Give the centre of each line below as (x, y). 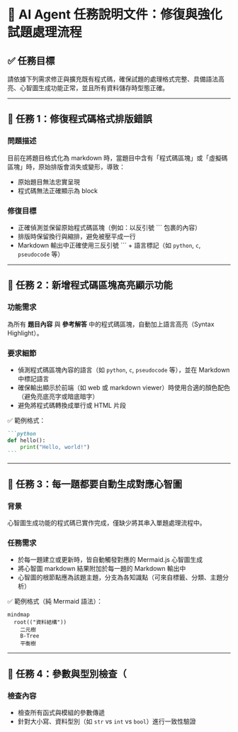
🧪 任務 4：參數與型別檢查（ (67, 673)
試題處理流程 (45, 32)
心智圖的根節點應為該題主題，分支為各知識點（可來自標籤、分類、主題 (120, 577)
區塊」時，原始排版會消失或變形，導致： (66, 167)
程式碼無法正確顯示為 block (57, 190)
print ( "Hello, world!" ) (55, 447)
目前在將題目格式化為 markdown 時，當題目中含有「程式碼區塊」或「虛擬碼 (118, 157)
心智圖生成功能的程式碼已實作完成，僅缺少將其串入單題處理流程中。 (107, 523)
